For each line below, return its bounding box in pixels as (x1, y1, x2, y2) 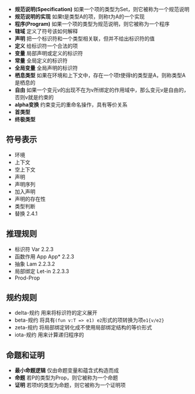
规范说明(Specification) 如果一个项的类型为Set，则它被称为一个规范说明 (14, 6, 190, 12)
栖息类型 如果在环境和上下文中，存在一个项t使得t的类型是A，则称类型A (14, 72, 186, 79)
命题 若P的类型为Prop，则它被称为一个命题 (14, 374, 118, 381)
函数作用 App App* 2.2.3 (14, 252, 74, 260)
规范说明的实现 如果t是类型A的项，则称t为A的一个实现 (14, 13, 145, 20)
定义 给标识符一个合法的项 (14, 42, 78, 49)
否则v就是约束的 (14, 94, 54, 100)
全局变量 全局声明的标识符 (14, 65, 78, 71)
